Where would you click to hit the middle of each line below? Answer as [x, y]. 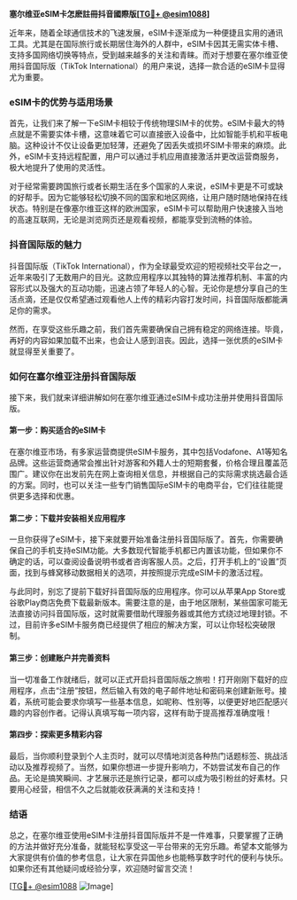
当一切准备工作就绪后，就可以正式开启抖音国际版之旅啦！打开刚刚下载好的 [145, 679]
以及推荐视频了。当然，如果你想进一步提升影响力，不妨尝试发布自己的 [144, 767]
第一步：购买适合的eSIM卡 [57, 430]
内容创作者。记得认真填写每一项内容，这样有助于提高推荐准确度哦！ [148, 712]
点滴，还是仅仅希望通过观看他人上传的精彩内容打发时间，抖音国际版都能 [148, 299]
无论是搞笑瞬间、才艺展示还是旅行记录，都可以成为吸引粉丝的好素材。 [152, 778]
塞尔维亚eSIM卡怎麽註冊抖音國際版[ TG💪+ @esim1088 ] [110, 14]
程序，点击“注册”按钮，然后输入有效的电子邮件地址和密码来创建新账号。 [148, 690]
